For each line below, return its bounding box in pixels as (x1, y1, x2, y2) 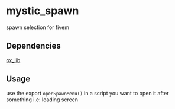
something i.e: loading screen (6, 96, 79, 103)
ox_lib (6, 56, 21, 63)
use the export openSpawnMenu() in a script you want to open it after (6, 89, 169, 97)
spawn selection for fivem (6, 24, 70, 31)
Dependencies (6, 41, 61, 51)
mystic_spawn (6, 4, 79, 18)
